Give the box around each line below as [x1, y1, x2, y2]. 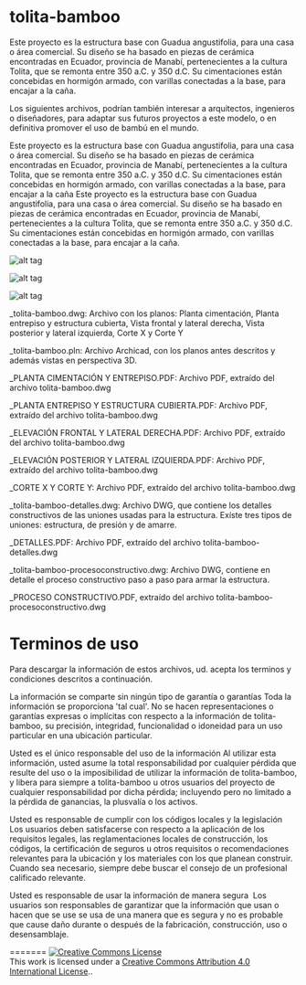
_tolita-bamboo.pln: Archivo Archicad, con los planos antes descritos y [9, 344, 276, 355]
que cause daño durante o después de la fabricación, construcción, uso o [9, 918, 288, 929]
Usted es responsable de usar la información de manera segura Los [9, 889, 268, 901]
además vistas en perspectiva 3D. [9, 355, 137, 365]
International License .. [9, 966, 93, 977]
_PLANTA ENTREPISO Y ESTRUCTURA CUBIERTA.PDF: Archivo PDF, [9, 399, 268, 410]
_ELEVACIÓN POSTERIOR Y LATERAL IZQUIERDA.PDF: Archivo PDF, [9, 454, 265, 465]
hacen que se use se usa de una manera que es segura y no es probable [9, 909, 283, 920]
